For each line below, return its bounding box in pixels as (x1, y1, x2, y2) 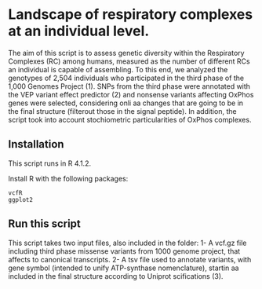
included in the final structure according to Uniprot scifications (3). (8, 271, 224, 280)
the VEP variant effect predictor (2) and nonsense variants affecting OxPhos (8, 90, 254, 99)
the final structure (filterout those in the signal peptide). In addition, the (8, 106, 237, 115)
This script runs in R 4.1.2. (8, 159, 92, 168)
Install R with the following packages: (8, 174, 129, 183)
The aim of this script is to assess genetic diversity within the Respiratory (8, 48, 245, 57)
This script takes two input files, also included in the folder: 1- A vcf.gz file (8, 238, 247, 247)
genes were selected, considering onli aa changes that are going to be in (8, 98, 244, 108)
